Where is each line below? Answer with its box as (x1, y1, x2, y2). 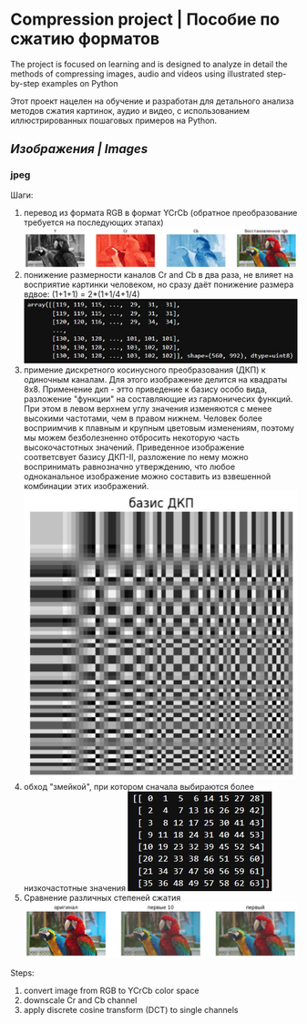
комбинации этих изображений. (23, 480, 149, 491)
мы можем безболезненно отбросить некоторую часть (23, 432, 240, 443)
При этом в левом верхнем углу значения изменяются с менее (23, 403, 272, 414)
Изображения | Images (10, 141, 148, 157)
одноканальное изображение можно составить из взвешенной (23, 470, 271, 482)
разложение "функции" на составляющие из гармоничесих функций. (23, 393, 293, 404)
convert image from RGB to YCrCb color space (23, 985, 200, 997)
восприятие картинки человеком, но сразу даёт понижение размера (23, 279, 294, 291)
